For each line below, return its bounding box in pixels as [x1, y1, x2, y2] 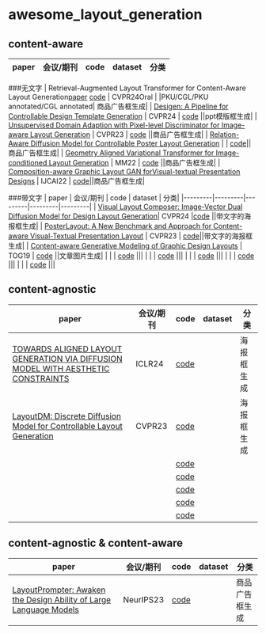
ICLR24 [135, 358, 164, 369]
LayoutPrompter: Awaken [12, 584, 106, 595]
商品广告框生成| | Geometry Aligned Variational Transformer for [8, 148, 215, 158]
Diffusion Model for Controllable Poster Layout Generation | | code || [30, 139, 252, 148]
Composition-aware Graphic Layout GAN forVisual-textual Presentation [8, 167, 241, 176]
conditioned [8, 158, 47, 167]
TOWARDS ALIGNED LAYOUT [12, 343, 123, 354]
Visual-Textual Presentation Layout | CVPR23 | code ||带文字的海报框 [30, 231, 253, 241]
